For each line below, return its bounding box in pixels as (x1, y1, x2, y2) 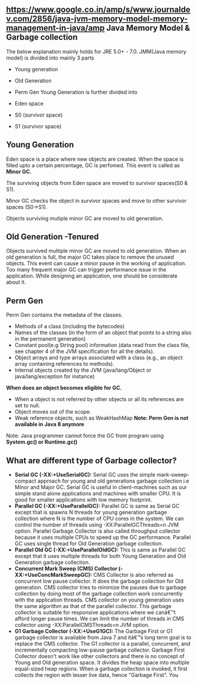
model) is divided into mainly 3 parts (6, 54, 94, 61)
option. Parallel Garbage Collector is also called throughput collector (14, 527, 181, 535)
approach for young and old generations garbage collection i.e (37, 477, 189, 485)
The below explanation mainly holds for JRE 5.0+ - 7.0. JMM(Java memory (6, 48, 187, 55)
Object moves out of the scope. (14, 408, 91, 415)
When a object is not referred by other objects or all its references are (14, 396, 184, 403)
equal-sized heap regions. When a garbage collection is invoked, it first (14, 665, 188, 672)
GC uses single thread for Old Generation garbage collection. (14, 540, 163, 547)
